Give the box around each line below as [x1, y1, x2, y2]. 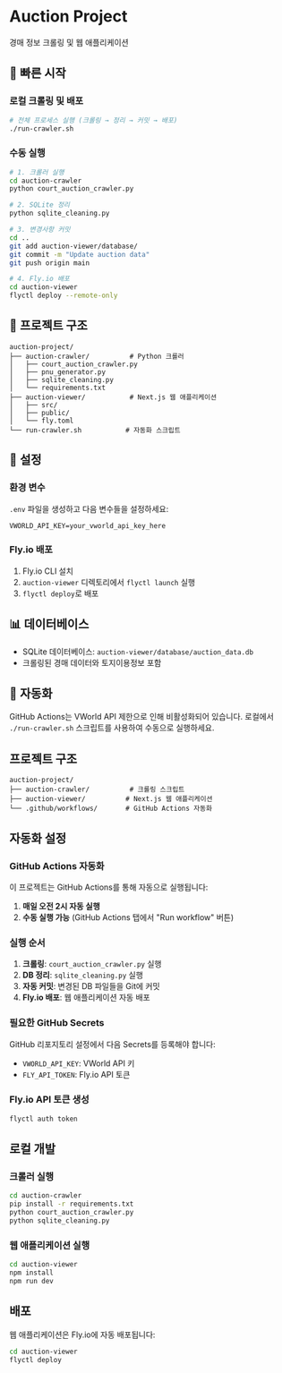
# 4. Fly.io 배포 [9, 275, 70, 284]
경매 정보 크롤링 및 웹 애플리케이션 [9, 37, 129, 47]
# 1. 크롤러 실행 [9, 167, 64, 176]
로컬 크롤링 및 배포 [9, 95, 84, 107]
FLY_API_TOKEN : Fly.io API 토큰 [21, 1069, 131, 1079]
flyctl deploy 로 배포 [21, 588, 99, 599]
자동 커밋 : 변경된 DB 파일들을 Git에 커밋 [21, 981, 160, 992]
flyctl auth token [9, 1114, 78, 1123]
